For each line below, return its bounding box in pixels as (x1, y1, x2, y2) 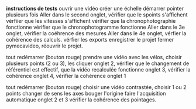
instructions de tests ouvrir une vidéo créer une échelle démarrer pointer (6, 5, 184, 12)
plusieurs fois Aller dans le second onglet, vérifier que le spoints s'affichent (6, 11, 188, 18)
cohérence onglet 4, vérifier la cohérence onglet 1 (6, 73, 126, 79)
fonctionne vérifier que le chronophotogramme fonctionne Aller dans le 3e (6, 23, 185, 30)
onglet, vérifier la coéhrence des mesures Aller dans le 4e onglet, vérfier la (6, 30, 187, 37)
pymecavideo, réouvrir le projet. (6, 42, 84, 49)
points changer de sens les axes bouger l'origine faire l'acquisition (6, 90, 166, 97)
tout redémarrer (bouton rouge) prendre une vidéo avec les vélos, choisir (6, 54, 183, 60)
